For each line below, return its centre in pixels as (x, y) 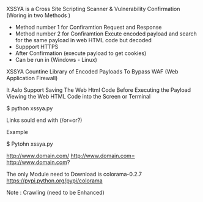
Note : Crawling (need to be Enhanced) (56, 193)
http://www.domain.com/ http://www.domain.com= (71, 156)
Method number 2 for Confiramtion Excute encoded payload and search (106, 34)
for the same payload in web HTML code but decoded (83, 40)
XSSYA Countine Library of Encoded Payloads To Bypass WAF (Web (92, 72)
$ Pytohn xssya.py (30, 144)
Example (17, 132)
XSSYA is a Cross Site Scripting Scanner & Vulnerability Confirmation (93, 9)
